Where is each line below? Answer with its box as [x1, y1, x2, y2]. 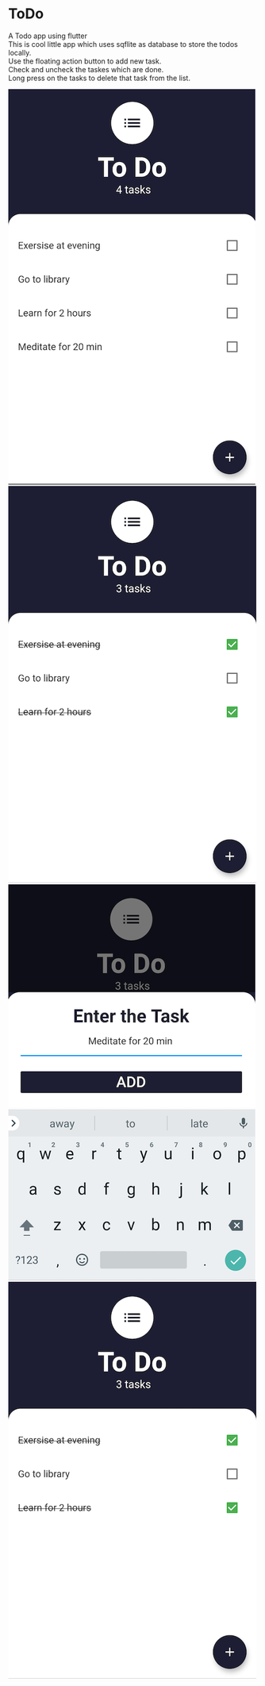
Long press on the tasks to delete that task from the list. [8, 73, 190, 83]
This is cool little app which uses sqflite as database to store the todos [8, 39, 238, 48]
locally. [8, 48, 32, 57]
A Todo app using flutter [8, 31, 87, 40]
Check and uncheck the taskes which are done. [8, 64, 164, 74]
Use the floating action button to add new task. [8, 56, 162, 66]
